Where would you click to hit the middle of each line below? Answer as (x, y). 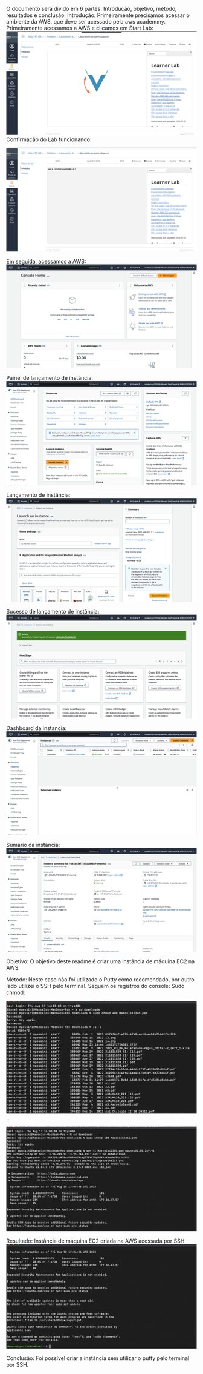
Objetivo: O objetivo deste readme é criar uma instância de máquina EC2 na (101, 961)
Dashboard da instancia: (37, 728)
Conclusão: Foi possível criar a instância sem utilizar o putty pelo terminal (98, 1358)
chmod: (16, 992)
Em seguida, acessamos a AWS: (46, 261)
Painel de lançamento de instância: (50, 378)
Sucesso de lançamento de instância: (53, 611)
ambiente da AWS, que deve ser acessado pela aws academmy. (86, 22)
